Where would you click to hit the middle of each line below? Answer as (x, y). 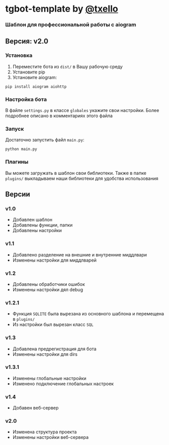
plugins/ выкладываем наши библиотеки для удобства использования (82, 178)
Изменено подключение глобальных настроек (63, 384)
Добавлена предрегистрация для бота (54, 349)
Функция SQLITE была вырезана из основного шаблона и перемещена (88, 314)
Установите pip (29, 72)
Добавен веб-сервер (36, 408)
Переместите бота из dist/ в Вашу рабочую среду (68, 66)
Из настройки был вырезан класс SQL (53, 324)
